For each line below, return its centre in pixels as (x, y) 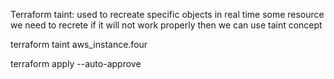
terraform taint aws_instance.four (79, 44)
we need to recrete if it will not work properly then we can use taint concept (166, 25)
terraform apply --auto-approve (76, 63)
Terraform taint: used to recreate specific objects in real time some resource (167, 14)
